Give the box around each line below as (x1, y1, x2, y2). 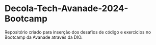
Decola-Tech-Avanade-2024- (4, 3, 129, 14)
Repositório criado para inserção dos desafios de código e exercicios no (4, 29, 151, 35)
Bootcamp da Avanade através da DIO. (4, 34, 83, 40)
